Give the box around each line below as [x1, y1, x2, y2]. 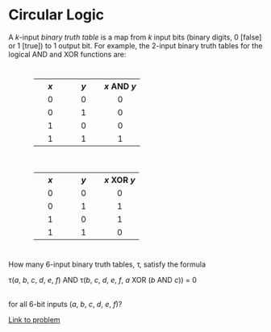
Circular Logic [8, 6, 105, 24]
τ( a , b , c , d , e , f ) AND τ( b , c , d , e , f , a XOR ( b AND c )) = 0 [8, 275, 198, 284]
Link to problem [8, 314, 60, 324]
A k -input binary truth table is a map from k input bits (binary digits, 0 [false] [8, 32, 262, 42]
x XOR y [104, 174, 135, 185]
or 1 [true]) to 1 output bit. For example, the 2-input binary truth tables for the [8, 40, 263, 50]
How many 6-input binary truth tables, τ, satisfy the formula [8, 259, 206, 269]
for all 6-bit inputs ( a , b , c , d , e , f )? [8, 299, 123, 309]
